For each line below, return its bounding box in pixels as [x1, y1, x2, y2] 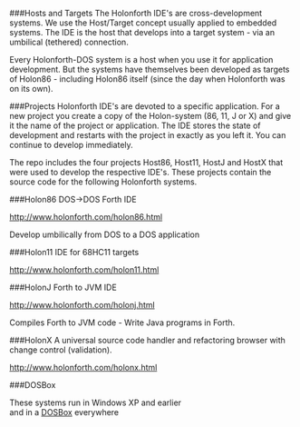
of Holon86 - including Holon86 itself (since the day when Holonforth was [9, 74, 285, 84]
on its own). [9, 84, 53, 94]
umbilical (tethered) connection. [9, 36, 129, 47]
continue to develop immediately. [9, 140, 133, 150]
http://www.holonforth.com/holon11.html [9, 264, 160, 275]
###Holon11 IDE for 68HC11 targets [9, 247, 140, 257]
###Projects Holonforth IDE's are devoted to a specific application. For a [9, 101, 281, 112]
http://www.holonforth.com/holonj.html [9, 300, 156, 310]
